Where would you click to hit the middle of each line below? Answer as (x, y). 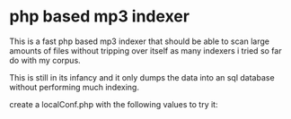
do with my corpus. (45, 60)
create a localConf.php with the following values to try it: (114, 104)
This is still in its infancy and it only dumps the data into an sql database (142, 77)
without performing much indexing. (74, 87)
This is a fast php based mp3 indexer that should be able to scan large (139, 41)
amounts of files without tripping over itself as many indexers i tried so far (145, 50)
